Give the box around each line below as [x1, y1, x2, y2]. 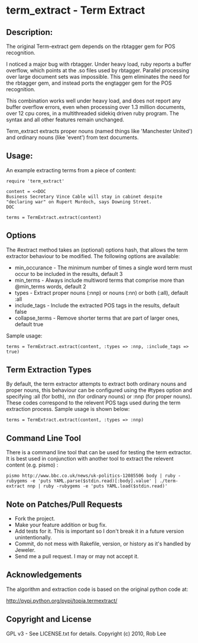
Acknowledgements [6, 570, 82, 580]
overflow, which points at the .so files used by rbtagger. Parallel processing [6, 67, 189, 74]
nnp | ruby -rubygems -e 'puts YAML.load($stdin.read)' [27, 483, 168, 489]
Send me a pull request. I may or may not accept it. [14, 553, 139, 560]
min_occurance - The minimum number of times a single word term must [14, 264, 193, 271]
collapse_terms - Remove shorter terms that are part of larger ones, [14, 314, 180, 321]
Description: [6, 27, 53, 37]
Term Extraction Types [6, 365, 92, 375]
